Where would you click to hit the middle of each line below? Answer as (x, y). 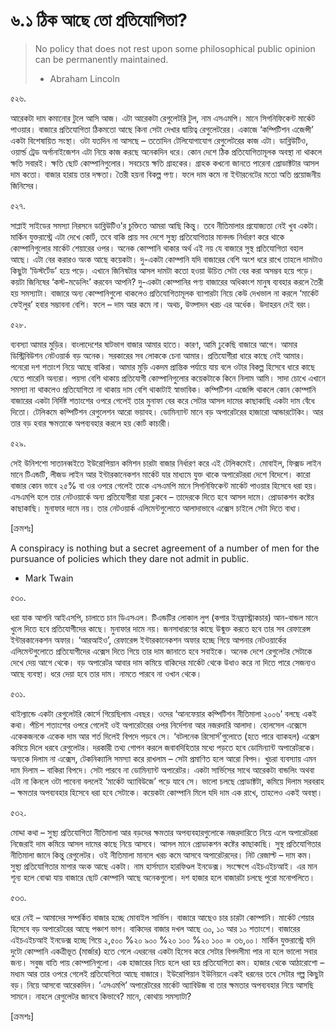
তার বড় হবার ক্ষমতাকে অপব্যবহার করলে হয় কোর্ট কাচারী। (91, 423)
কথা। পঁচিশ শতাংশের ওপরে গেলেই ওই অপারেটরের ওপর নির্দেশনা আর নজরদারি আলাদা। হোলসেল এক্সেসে (158, 725)
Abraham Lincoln (84, 78)
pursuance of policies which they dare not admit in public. (130, 558)
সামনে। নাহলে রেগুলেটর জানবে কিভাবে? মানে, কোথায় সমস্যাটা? (101, 996)
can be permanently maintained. (101, 59)
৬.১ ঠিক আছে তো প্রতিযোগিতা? (99, 20)
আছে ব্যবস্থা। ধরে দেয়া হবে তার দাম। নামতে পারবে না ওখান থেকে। (106, 673)
